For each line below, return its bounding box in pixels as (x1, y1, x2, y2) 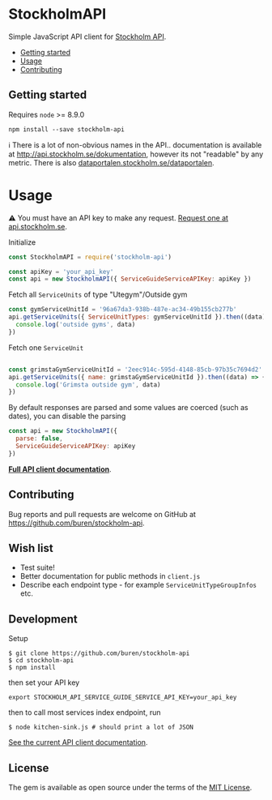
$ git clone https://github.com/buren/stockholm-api (8, 649, 190, 657)
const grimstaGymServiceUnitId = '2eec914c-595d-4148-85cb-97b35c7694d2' (8, 366, 263, 374)
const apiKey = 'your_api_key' (8, 267, 114, 276)
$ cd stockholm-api (8, 657, 74, 665)
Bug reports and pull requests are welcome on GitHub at (8, 509, 197, 519)
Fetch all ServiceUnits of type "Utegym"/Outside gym (8, 289, 188, 300)
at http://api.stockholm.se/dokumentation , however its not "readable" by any (8, 149, 264, 159)
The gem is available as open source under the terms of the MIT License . (8, 783, 253, 793)
